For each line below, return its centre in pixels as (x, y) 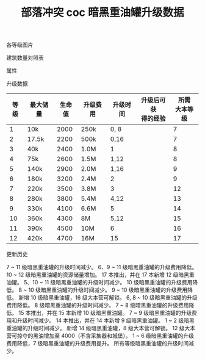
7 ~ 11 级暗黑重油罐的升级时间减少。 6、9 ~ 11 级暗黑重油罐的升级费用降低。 (102, 267)
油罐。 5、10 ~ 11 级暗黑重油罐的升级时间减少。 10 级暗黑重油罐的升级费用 (99, 283)
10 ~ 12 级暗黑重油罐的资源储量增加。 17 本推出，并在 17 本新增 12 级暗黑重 (100, 275)
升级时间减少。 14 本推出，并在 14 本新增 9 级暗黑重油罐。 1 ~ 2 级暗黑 (106, 320)
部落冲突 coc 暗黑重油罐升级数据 (103, 13)
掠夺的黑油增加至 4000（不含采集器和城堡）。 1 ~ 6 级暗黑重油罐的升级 (105, 336)
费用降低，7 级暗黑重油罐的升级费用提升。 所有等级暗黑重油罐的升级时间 (98, 344)
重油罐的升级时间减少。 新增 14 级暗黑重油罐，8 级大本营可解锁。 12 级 (95, 328)
